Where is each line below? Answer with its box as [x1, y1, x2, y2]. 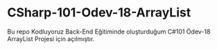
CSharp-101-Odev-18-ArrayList [7, 5, 191, 21]
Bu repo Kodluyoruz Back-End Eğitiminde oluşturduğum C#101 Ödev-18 [7, 27, 211, 36]
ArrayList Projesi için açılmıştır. [7, 34, 95, 42]
